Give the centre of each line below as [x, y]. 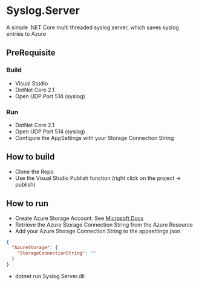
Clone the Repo [34, 171]
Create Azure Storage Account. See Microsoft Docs [79, 218]
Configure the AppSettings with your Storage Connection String [94, 138]
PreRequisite [31, 53]
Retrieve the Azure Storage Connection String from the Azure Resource [104, 224]
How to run [28, 204]
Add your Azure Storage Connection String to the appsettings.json [98, 231]
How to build [31, 157]
